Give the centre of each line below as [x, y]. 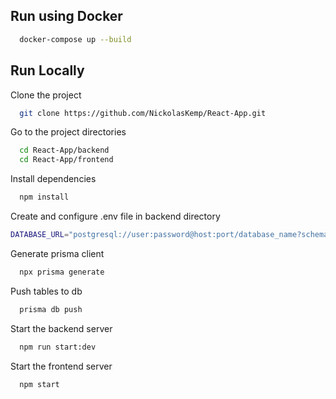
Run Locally [47, 70]
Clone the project [46, 95]
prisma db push [51, 309]
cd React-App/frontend [66, 160]
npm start [39, 384]
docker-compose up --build [75, 39]
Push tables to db [46, 291]
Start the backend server [61, 328]
